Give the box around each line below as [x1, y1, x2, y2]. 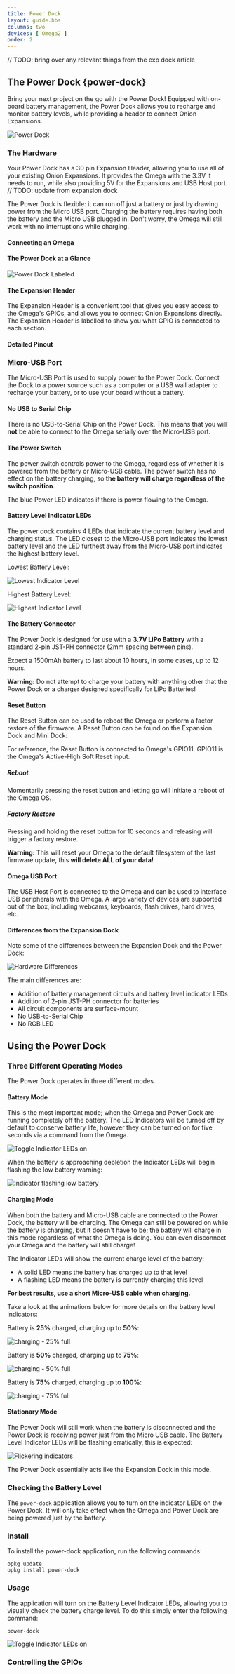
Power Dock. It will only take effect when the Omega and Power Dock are [7, 1506, 219, 1515]
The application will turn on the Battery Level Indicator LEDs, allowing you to [7, 1599, 228, 1607]
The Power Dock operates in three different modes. [7, 1077, 156, 1085]
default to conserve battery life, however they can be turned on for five [7, 1123, 213, 1132]
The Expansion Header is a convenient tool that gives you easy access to [7, 302, 219, 310]
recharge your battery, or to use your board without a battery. [7, 389, 185, 397]
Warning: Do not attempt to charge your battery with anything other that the [7, 677, 228, 685]
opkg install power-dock [7, 1567, 80, 1574]
